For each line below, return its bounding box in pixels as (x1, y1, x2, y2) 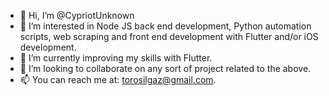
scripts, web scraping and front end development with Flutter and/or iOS (19, 31, 319, 42)
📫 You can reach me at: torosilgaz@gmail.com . (19, 74, 217, 85)
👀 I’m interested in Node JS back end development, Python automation (19, 20, 312, 32)
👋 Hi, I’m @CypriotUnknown (19, 10, 135, 21)
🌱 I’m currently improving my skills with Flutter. (19, 52, 213, 64)
